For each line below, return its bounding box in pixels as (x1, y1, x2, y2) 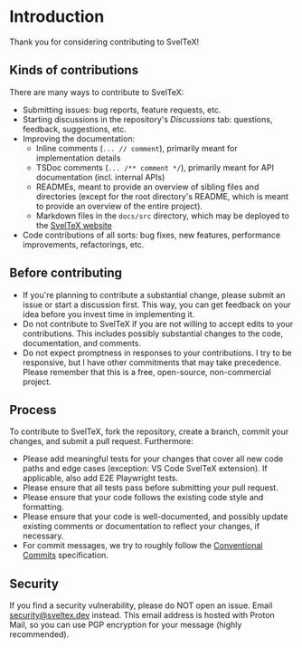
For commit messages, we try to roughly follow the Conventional (22, 540, 263, 551)
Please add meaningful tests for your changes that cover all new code (22, 453, 284, 464)
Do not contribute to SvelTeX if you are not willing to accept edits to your (22, 318, 294, 329)
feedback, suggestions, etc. (22, 123, 127, 134)
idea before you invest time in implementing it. (22, 308, 195, 319)
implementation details (35, 152, 121, 163)
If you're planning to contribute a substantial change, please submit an (22, 289, 286, 300)
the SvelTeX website (35, 219, 113, 230)
